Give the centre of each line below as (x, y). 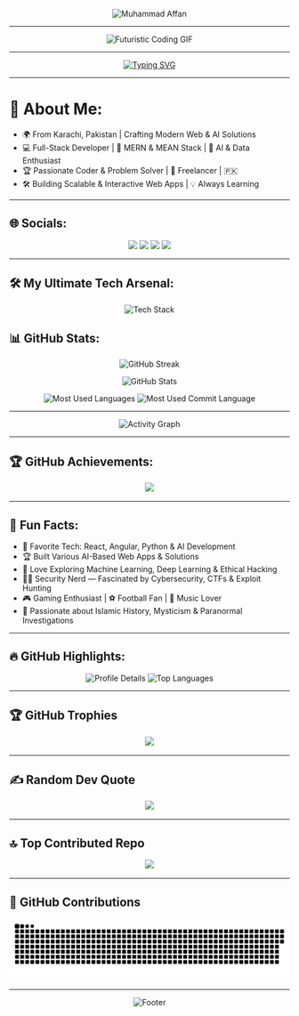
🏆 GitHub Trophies (64, 716)
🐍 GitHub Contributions (75, 902)
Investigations (48, 620)
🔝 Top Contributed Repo (77, 843)
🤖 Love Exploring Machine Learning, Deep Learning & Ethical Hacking (149, 569)
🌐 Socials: (38, 224)
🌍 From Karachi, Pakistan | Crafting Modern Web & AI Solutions (139, 134)
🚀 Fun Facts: (44, 525)
